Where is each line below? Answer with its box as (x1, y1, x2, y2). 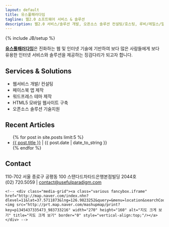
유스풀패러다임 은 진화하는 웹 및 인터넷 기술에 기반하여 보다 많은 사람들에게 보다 (5, 46, 160, 52)
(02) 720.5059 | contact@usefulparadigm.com (5, 179, 102, 185)
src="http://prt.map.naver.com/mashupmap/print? (16, 202, 121, 207)
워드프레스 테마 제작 (12, 94, 52, 100)
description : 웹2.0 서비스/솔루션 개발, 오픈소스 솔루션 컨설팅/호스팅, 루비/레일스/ (5, 21, 161, 27)
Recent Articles (5, 121, 55, 129)
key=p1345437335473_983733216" (5, 207, 71, 212)
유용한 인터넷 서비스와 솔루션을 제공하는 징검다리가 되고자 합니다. (5, 52, 133, 58)
